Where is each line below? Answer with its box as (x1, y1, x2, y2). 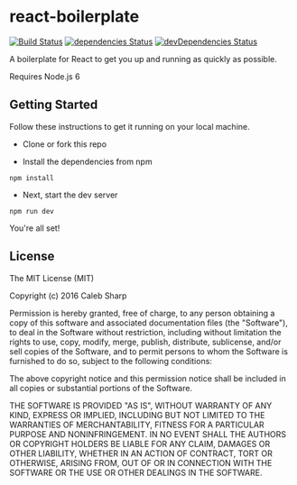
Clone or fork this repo (22, 138, 107, 150)
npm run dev (9, 206, 54, 215)
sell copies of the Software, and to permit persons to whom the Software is (9, 345, 289, 357)
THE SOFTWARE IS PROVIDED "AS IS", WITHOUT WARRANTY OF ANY (9, 399, 273, 411)
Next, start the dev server (22, 189, 118, 200)
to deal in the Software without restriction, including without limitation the (9, 326, 282, 337)
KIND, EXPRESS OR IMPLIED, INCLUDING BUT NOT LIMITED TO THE (9, 409, 265, 420)
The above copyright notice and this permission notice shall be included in (9, 372, 286, 384)
